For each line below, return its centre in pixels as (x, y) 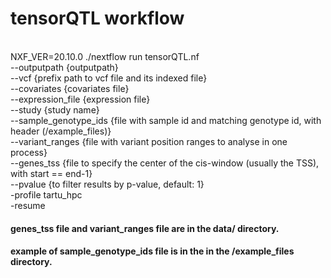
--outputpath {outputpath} (64, 67)
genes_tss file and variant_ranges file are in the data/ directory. (145, 228)
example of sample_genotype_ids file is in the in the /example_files (152, 251)
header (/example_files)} (61, 131)
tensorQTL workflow (97, 18)
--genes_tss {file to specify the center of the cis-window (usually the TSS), (165, 163)
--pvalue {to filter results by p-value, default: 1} (107, 184)
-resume (28, 205)
